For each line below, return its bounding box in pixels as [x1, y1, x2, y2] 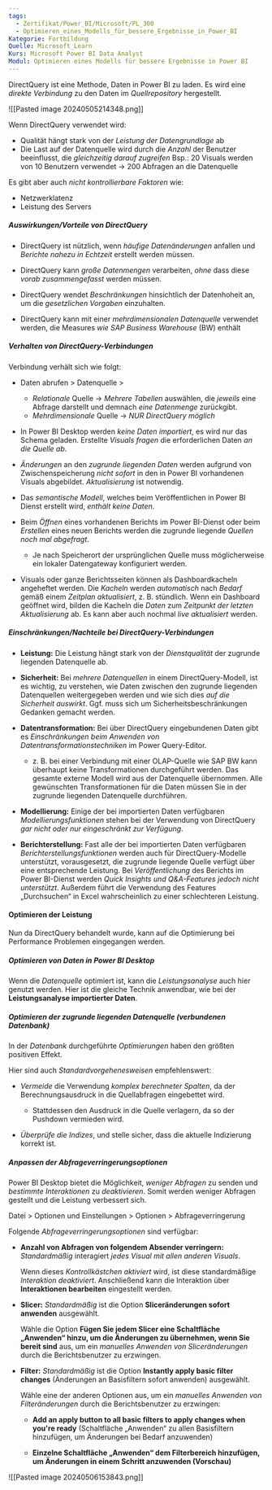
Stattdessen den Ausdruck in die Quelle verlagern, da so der [32, 1105, 235, 1115]
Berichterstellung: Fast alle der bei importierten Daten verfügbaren [19, 839, 246, 849]
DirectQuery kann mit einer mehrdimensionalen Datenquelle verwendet [19, 314, 259, 324]
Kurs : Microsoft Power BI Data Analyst [8, 50, 144, 58]
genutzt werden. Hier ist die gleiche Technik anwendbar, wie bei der [8, 984, 236, 994]
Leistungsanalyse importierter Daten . [8, 993, 138, 1003]
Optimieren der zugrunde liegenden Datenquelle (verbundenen [8, 1012, 226, 1021]
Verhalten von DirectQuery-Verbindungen [8, 341, 153, 351]
